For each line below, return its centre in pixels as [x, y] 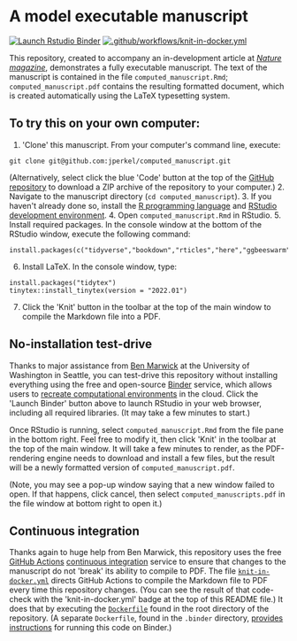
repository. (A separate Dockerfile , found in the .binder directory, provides [146, 618]
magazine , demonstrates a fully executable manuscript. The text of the [138, 67]
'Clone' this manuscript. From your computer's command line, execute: [151, 144]
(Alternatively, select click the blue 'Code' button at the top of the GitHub [142, 177]
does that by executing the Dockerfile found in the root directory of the [139, 609]
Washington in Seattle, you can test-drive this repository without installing [144, 375]
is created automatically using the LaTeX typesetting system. [120, 96]
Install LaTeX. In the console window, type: [99, 266]
